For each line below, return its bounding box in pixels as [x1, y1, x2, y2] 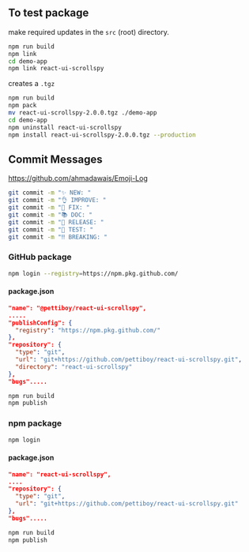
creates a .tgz [8, 79, 55, 88]
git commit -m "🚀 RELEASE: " [8, 218, 104, 226]
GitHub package [8, 252, 72, 263]
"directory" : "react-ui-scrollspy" [15, 362, 133, 370]
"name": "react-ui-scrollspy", [8, 470, 111, 479]
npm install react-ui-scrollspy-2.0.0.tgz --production [8, 130, 196, 139]
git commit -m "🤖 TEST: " [8, 225, 93, 234]
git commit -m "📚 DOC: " [8, 211, 93, 219]
